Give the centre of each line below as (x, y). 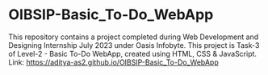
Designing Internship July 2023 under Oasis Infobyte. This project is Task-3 (134, 45)
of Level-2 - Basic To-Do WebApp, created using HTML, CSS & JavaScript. (132, 53)
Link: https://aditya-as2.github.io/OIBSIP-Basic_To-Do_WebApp (114, 62)
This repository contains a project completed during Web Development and (134, 37)
